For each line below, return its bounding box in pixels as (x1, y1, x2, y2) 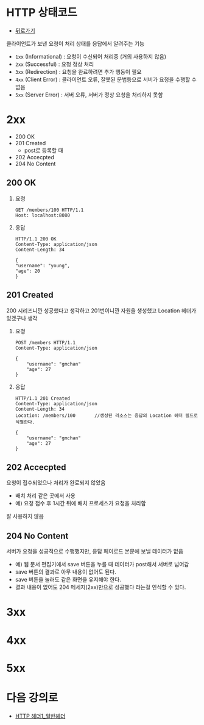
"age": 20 (15, 268, 41, 274)
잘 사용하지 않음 (6, 513, 44, 520)
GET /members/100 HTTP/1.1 (15, 207, 84, 213)
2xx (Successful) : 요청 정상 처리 (15, 60, 94, 68)
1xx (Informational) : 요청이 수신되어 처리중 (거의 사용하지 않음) (15, 52, 166, 60)
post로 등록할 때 (24, 146, 63, 154)
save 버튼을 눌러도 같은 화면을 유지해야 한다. (15, 576, 122, 583)
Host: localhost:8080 (15, 212, 70, 218)
